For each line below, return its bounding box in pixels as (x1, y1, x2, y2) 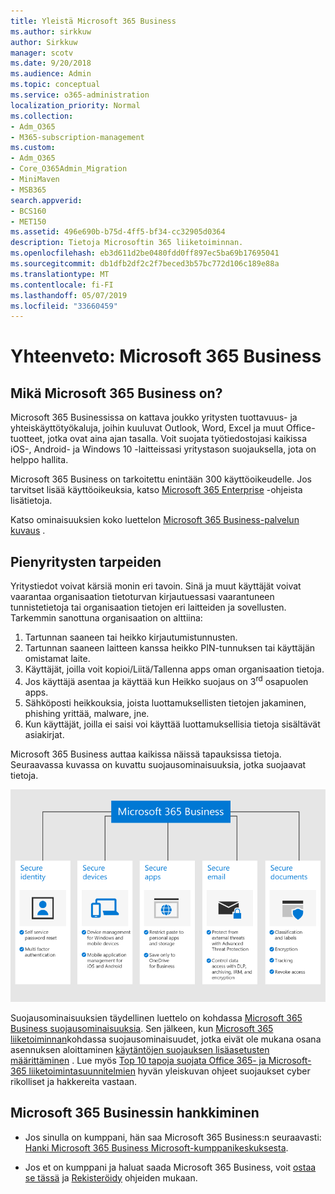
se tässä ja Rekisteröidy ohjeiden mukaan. (24, 1171, 198, 1184)
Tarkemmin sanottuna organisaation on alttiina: (10, 612, 203, 624)
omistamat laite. (24, 653, 91, 665)
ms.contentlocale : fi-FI (10, 280, 114, 290)
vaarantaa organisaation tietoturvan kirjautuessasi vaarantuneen (10, 591, 275, 603)
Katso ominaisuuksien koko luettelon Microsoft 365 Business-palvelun (10, 514, 300, 526)
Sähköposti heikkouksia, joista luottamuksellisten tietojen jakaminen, (24, 696, 307, 709)
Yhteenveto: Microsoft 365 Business (10, 345, 322, 368)
